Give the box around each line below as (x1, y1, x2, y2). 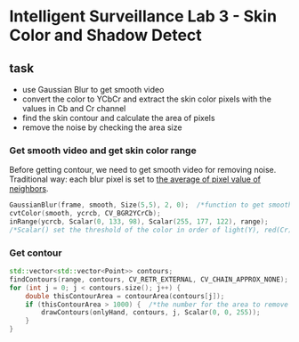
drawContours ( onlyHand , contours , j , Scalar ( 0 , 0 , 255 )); (41, 308, 261, 317)
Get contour (9, 247, 62, 259)
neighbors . (9, 183, 49, 194)
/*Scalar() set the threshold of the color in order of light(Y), (9, 225, 261, 234)
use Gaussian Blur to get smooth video (21, 85, 165, 94)
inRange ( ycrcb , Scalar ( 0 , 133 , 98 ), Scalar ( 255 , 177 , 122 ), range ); (9, 217, 269, 226)
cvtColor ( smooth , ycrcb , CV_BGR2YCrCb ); (9, 209, 162, 218)
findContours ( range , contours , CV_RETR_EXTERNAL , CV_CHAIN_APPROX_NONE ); (9, 274, 289, 284)
